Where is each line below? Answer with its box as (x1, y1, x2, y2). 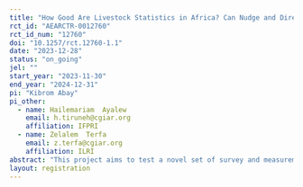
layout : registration (9, 164, 91, 173)
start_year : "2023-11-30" (9, 72, 106, 81)
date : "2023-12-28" (9, 47, 83, 56)
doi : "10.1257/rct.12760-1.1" (9, 38, 124, 48)
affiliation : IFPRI (25, 122, 99, 131)
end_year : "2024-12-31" (9, 80, 99, 89)
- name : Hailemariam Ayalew (17, 105, 127, 114)
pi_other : (9, 96, 47, 106)
